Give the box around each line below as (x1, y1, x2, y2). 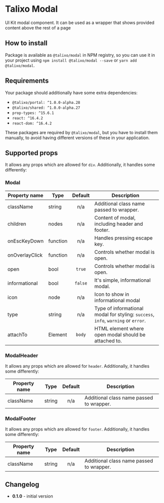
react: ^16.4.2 (12, 116, 43, 120)
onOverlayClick (7, 251, 43, 258)
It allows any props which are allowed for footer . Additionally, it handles (5, 426, 150, 432)
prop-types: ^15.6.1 (12, 110, 54, 116)
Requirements (5, 77, 49, 85)
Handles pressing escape (94, 234, 153, 241)
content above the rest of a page (5, 24, 71, 30)
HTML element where (94, 325, 144, 332)
